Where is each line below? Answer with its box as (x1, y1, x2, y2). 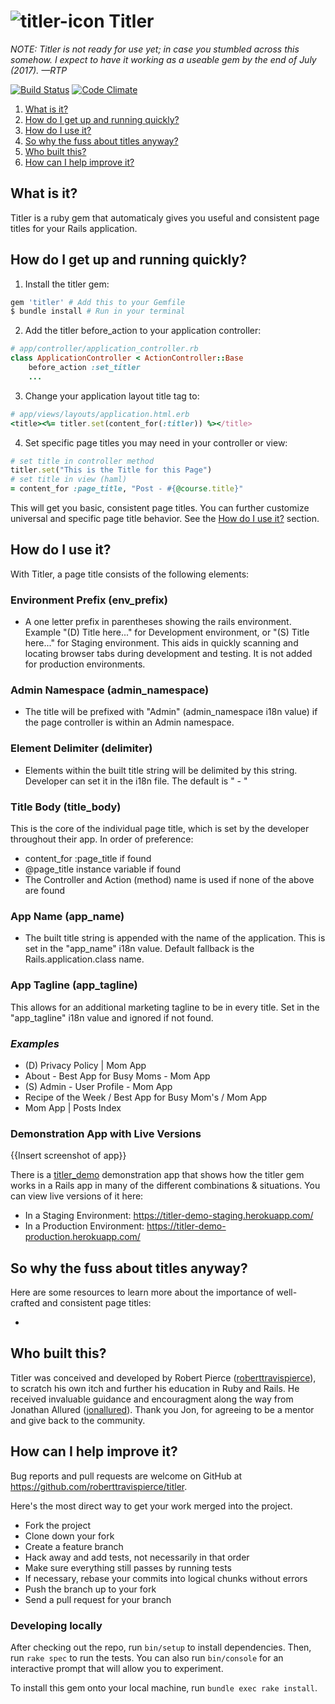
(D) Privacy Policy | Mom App (24, 1059, 147, 1071)
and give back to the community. (10, 1414, 146, 1426)
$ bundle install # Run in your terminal (10, 306, 186, 317)
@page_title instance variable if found (24, 863, 182, 875)
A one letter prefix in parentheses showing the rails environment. (24, 616, 292, 628)
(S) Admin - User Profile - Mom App (24, 1080, 173, 1092)
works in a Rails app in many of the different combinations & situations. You (10, 1180, 321, 1192)
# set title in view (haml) (10, 475, 128, 485)
